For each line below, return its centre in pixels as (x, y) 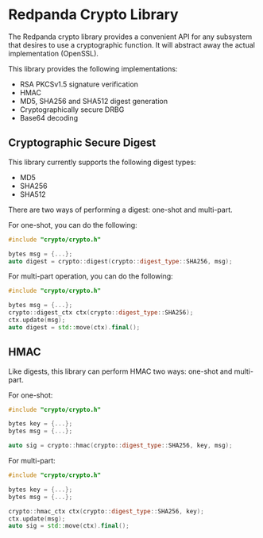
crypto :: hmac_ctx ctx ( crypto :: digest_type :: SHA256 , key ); (106, 511)
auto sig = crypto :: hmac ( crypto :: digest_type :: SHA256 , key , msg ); (120, 446)
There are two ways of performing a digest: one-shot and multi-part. (120, 209)
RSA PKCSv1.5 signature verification (79, 84)
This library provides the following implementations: (93, 68)
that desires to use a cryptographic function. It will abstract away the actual (132, 44)
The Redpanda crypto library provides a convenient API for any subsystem (130, 37)
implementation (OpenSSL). (54, 53)
